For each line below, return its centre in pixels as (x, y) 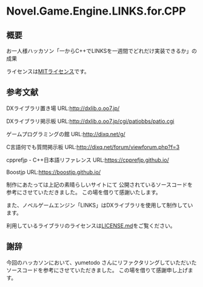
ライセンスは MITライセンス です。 (48, 71)
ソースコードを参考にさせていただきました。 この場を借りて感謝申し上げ (97, 270)
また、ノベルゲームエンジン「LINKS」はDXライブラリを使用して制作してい (100, 205)
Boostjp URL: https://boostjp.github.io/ (54, 172)
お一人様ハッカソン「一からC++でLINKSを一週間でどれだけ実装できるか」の (101, 51)
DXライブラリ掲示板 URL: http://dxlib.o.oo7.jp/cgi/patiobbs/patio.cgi (90, 121)
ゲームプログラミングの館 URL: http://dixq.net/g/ (66, 134)
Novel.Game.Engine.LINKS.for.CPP (96, 11)
